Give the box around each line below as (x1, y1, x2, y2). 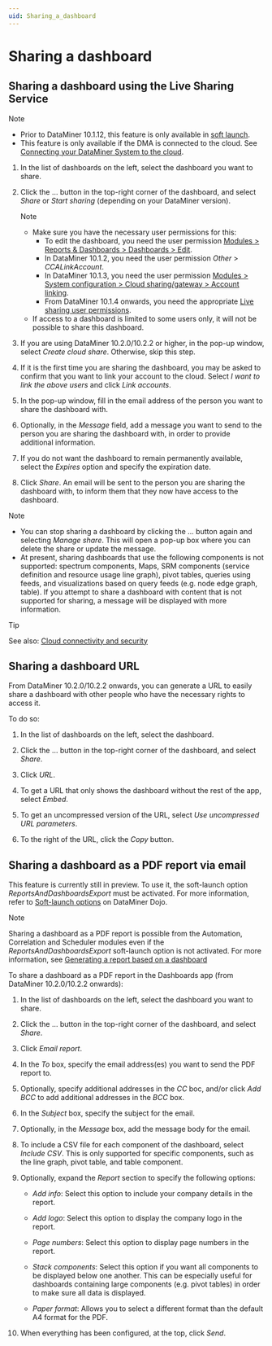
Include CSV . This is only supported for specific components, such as (19, 1149, 254, 1159)
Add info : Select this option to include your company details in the (32, 1189, 253, 1199)
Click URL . (19, 770, 55, 780)
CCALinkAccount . (44, 261, 104, 271)
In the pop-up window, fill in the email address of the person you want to (19, 396, 264, 406)
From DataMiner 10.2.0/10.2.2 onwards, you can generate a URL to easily (8, 681, 253, 691)
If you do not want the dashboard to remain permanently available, (19, 453, 244, 463)
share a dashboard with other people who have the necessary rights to (8, 690, 245, 699)
